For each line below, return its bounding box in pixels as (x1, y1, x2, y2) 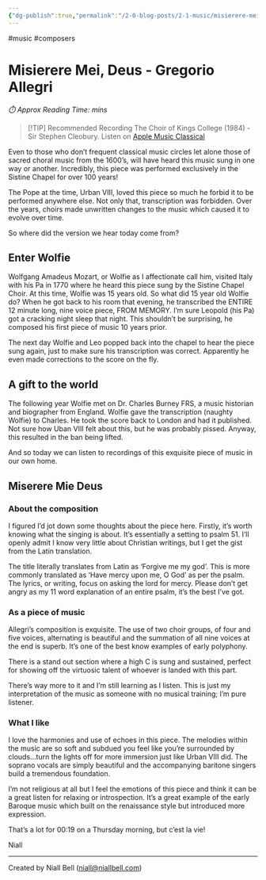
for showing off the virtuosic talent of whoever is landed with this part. (8, 665, 237, 675)
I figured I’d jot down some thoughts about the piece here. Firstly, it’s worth (8, 521, 253, 530)
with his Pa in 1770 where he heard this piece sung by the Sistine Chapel (8, 281, 245, 290)
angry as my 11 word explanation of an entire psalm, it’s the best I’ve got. (8, 587, 245, 596)
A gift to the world (8, 377, 99, 391)
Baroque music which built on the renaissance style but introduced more (8, 802, 245, 811)
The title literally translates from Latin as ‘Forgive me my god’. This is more (8, 561, 251, 571)
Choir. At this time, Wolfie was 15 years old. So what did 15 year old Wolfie (8, 289, 249, 298)
